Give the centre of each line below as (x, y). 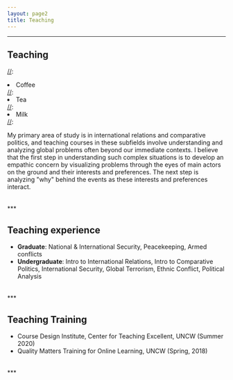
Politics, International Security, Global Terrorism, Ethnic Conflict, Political (121, 269)
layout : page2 (28, 14)
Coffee (26, 85)
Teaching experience (54, 230)
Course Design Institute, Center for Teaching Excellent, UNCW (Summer (120, 336)
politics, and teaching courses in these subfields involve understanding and (115, 142)
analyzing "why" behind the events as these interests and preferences (107, 180)
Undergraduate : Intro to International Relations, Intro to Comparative (115, 262)
